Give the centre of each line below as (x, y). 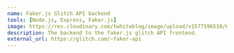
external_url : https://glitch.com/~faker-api (74, 39)
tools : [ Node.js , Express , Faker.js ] (62, 20)
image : (17, 26)
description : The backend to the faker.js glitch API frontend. (102, 33)
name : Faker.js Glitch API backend (59, 13)
